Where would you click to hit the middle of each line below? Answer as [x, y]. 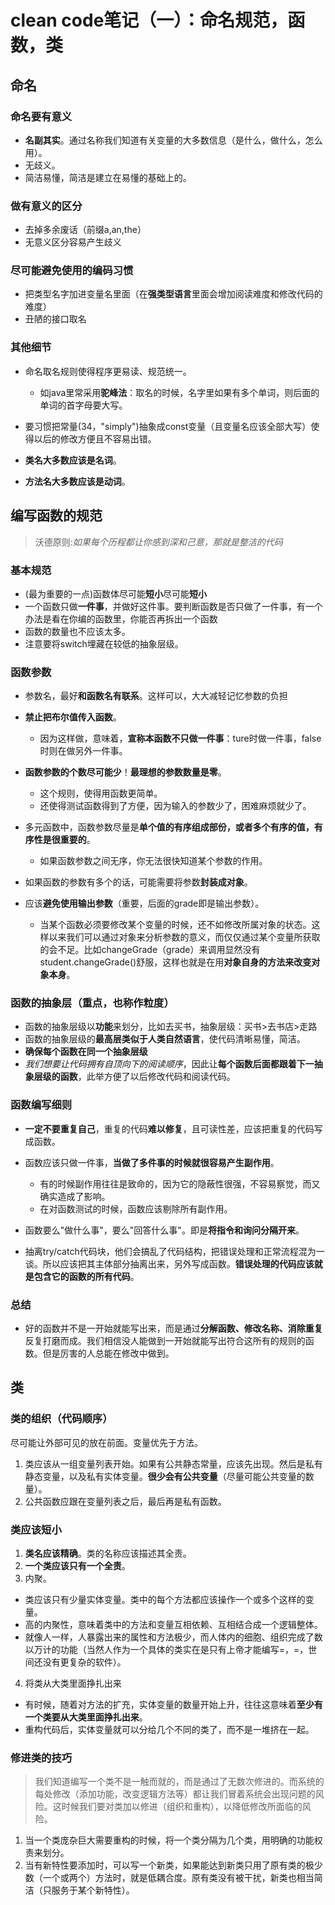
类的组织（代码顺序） [61, 1419]
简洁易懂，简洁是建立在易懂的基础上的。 [108, 177]
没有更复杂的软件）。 [84, 1662]
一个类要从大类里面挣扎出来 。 [86, 1717]
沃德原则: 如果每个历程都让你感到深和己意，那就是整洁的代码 [158, 542]
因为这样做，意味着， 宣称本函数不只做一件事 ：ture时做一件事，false [180, 738]
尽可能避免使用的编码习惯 [72, 271]
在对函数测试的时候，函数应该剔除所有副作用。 [136, 1208]
